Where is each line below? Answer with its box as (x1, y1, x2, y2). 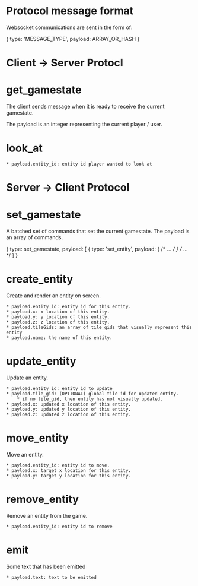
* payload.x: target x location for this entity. (6, 467, 132, 473)
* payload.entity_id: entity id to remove (6, 524, 113, 530)
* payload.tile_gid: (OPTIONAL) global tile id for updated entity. (6, 391, 179, 397)
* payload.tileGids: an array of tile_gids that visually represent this (6, 325, 193, 331)
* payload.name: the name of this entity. (6, 335, 113, 341)
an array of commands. (6, 234, 63, 241)
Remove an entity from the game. (6, 512, 88, 519)
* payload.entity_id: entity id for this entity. (6, 304, 132, 310)
